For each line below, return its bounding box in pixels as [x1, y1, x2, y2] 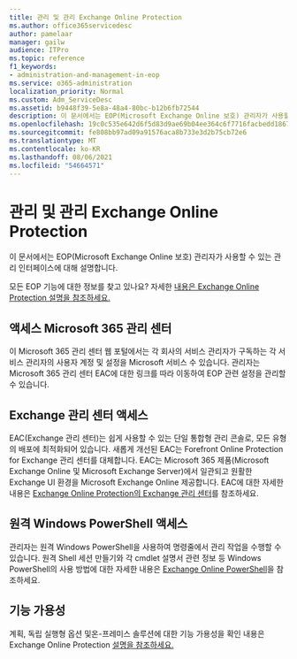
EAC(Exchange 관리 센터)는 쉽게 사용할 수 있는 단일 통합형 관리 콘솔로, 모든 [9, 433, 271, 443]
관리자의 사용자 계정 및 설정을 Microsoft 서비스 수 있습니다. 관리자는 [25, 357, 261, 368]
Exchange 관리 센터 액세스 [9, 408, 148, 423]
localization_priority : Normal [9, 87, 125, 96]
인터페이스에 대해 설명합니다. [18, 263, 118, 273]
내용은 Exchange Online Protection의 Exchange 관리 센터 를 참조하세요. [9, 487, 259, 498]
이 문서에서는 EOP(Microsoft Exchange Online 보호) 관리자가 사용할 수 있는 [9, 251, 272, 262]
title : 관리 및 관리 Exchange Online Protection [9, 12, 183, 22]
